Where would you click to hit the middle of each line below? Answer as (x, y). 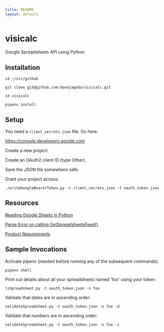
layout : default (22, 14)
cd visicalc (17, 96)
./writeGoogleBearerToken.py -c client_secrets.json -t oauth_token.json (82, 188)
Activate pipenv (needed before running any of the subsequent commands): (82, 261)
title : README (20, 10)
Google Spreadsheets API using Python (45, 52)
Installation (23, 68)
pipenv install (21, 105)
